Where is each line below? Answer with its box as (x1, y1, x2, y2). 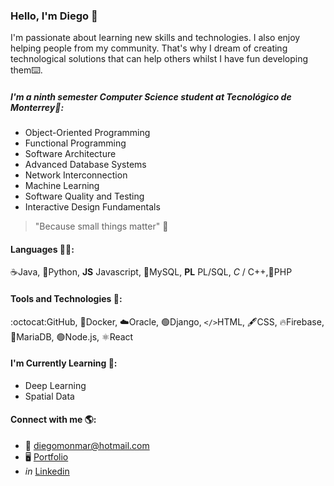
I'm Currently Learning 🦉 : (10, 357, 118, 369)
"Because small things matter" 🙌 (34, 220, 169, 233)
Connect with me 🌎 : (10, 414, 97, 426)
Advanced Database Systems (24, 159, 147, 171)
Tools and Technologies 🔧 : (10, 293, 123, 305)
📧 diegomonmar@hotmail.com (24, 440, 150, 452)
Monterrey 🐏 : (10, 101, 65, 113)
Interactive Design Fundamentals (24, 201, 161, 213)
